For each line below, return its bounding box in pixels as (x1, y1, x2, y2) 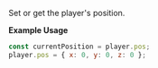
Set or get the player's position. (8, 8, 125, 18)
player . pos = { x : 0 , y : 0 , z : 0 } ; (8, 50, 146, 59)
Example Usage (8, 25, 69, 35)
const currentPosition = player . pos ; (8, 42, 151, 51)
